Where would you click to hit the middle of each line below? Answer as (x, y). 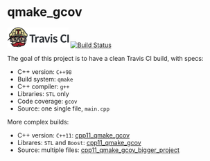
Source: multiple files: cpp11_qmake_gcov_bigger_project (98, 150)
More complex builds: (38, 122)
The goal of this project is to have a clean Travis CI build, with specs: (105, 58)
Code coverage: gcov (47, 101)
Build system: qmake (45, 79)
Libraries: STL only (43, 93)
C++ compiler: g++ (43, 86)
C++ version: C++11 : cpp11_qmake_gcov (73, 135)
